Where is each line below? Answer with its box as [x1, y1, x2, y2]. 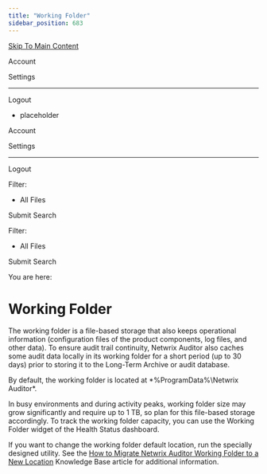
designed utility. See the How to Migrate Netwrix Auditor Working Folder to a [8, 449, 259, 458]
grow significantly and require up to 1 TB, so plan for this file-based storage [8, 408, 256, 417]
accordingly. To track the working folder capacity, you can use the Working [8, 416, 254, 426]
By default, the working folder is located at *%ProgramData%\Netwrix [8, 375, 239, 385]
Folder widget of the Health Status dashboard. [8, 425, 160, 434]
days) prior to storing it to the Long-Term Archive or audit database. [8, 360, 230, 370]
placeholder [19, 110, 60, 119]
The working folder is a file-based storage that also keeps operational [8, 326, 237, 335]
